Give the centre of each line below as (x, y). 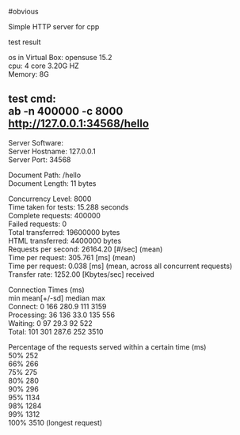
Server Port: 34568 (40, 159)
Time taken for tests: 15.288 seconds (69, 207)
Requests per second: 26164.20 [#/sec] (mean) (86, 249)
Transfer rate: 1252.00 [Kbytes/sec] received (81, 274)
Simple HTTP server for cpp (54, 26)
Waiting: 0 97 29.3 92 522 (50, 323)
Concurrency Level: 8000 (50, 199)
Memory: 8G (29, 74)
